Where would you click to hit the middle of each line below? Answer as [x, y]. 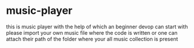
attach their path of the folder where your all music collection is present [92, 39]
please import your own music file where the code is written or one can [92, 32]
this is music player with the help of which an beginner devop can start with [97, 27]
